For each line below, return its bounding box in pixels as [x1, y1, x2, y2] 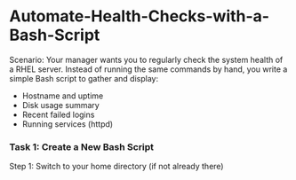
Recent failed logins [21, 109, 95, 120]
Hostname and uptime [21, 90, 104, 101]
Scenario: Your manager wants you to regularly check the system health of [9, 54, 284, 65]
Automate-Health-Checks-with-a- [9, 6, 269, 27]
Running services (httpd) [21, 118, 114, 129]
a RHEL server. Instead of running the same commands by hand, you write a [9, 64, 288, 74]
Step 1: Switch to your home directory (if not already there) [9, 161, 224, 172]
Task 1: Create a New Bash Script [9, 140, 154, 153]
